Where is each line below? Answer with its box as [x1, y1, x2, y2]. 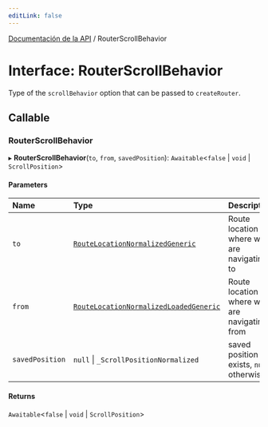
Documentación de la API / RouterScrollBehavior [8, 34, 167, 43]
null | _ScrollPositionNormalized [73, 354, 199, 366]
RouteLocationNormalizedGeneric [73, 239, 196, 248]
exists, [228, 359, 253, 370]
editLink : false [8, 11, 62, 20]
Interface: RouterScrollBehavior [8, 61, 223, 80]
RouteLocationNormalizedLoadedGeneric [73, 302, 221, 311]
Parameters [8, 180, 48, 189]
